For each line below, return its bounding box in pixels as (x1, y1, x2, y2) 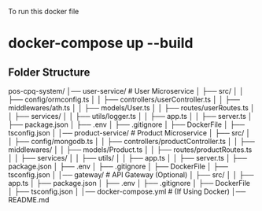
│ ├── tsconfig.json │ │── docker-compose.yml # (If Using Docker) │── (8, 187, 246, 196)
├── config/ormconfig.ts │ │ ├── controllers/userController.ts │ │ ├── (8, 94, 241, 104)
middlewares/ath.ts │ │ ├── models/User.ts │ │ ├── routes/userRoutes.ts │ (8, 103, 256, 113)
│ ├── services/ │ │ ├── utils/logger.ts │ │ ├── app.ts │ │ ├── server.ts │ (8, 112, 253, 120)
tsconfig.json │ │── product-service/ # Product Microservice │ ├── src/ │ (8, 128, 251, 137)
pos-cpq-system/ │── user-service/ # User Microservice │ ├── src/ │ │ (8, 87, 244, 95)
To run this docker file (8, 7, 79, 16)
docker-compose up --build (8, 35, 194, 52)
